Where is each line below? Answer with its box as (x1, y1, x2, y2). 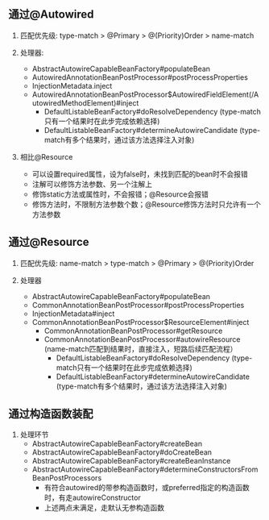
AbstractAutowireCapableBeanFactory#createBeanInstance (31, 456, 231, 466)
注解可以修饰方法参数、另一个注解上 (31, 179, 153, 189)
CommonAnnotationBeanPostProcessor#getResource (43, 326, 223, 335)
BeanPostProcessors (31, 473, 102, 483)
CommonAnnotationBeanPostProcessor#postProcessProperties (31, 300, 245, 310)
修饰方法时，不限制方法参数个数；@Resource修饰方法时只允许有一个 (31, 199, 262, 209)
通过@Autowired (8, 7, 94, 22)
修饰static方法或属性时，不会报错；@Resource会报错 (31, 189, 209, 199)
